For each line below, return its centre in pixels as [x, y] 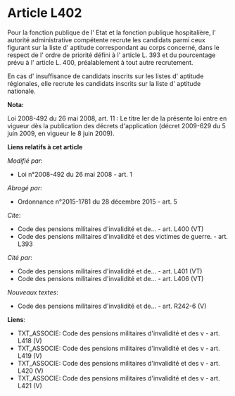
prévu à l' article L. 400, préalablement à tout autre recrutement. [100, 62]
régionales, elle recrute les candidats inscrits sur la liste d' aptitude [104, 83]
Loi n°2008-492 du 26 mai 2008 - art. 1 [75, 174]
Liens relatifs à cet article [45, 147]
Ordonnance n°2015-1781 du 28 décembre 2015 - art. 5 [97, 202]
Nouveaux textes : [33, 292]
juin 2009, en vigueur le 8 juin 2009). [61, 133]
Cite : [14, 215]
